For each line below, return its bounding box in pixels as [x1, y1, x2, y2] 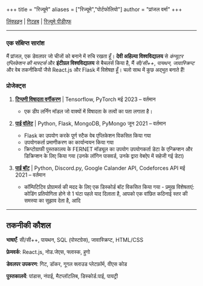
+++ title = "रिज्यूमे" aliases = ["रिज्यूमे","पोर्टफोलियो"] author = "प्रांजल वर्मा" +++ [6, 6, 182, 13]
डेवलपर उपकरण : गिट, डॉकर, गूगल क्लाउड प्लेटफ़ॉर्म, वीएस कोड [6, 261, 127, 268]
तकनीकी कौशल [6, 220, 51, 230]
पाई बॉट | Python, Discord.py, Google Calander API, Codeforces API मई [14, 164, 185, 172]
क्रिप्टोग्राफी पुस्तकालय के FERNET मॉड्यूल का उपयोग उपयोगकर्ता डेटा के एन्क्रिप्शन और [24, 145, 193, 152]
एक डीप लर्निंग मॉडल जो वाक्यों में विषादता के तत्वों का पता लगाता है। [24, 108, 153, 115]
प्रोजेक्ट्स [6, 82, 26, 90]
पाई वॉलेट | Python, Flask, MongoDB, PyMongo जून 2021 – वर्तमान [14, 120, 166, 127]
